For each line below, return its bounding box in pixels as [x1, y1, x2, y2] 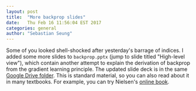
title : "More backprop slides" [6, 14, 86, 20]
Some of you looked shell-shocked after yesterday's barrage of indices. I [6, 47, 184, 54]
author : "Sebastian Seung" [6, 31, 73, 37]
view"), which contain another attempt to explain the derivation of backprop [6, 60, 191, 67]
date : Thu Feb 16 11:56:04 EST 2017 [6, 19, 102, 25]
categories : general [6, 25, 57, 31]
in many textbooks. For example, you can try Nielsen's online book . [6, 78, 169, 86]
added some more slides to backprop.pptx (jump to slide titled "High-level [6, 53, 185, 60]
